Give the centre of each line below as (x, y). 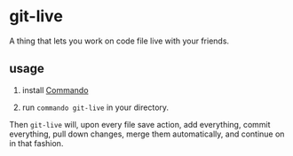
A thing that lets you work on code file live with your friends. (119, 41)
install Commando (55, 90)
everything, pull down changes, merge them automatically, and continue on (147, 134)
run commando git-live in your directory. (95, 107)
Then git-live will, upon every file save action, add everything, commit (140, 124)
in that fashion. (36, 143)
